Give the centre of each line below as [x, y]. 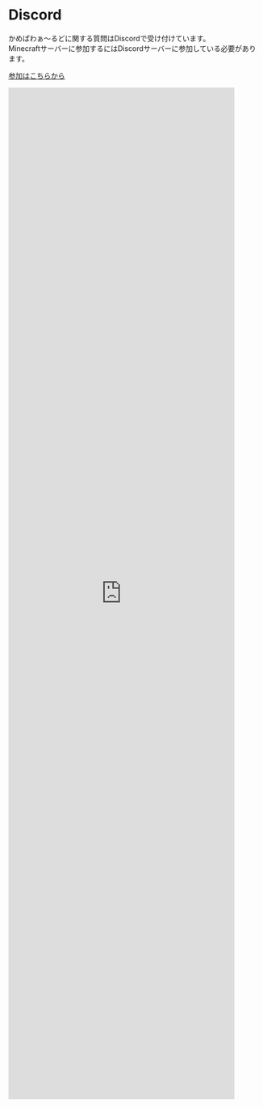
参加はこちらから [37, 75]
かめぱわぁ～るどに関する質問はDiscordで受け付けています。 [109, 38]
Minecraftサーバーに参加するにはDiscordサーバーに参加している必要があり [132, 48]
